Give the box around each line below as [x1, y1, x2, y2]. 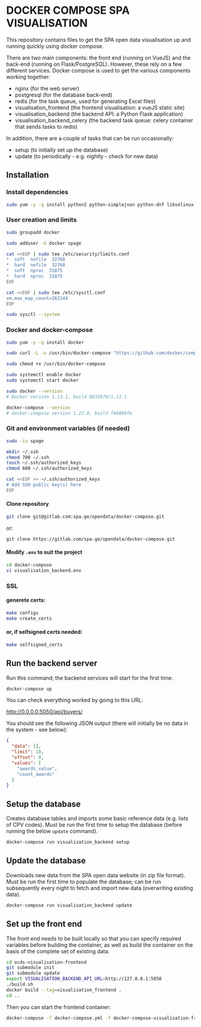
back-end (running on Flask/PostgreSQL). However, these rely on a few [6, 61, 182, 68]
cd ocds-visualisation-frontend [6, 959, 87, 965]
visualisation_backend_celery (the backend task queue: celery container [14, 116, 193, 123]
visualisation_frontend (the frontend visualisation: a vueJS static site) [14, 104, 185, 111]
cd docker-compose [6, 562, 52, 568]
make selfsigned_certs [6, 642, 63, 648]
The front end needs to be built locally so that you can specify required [6, 935, 181, 942]
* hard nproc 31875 [6, 273, 63, 279]
